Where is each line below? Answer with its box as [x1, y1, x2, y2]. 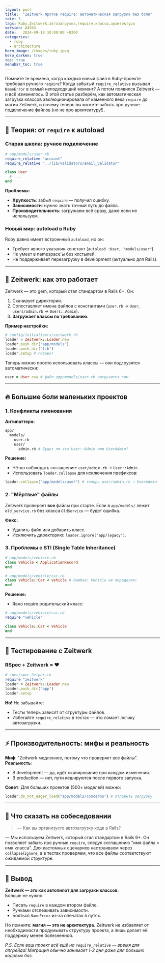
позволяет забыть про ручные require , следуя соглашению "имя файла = [5, 840, 160, 846]
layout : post [5, 7, 32, 12]
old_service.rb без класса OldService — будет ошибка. [5, 508, 120, 513]
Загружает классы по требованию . [12, 313, 89, 320]
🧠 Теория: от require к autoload [5, 126, 105, 134]
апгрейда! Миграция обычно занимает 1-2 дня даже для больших [5, 947, 144, 953]
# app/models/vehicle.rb [5, 555, 56, 560]
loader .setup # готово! [5, 351, 54, 356]
